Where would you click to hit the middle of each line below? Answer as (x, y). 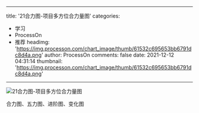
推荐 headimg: (32, 42)
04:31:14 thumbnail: (38, 61)
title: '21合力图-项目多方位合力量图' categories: (63, 16)
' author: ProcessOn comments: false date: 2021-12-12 (108, 55)
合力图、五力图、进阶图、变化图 (45, 104)
